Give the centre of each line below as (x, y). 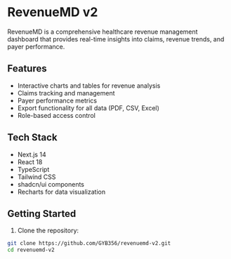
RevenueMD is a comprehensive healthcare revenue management (103, 32)
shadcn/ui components (51, 184)
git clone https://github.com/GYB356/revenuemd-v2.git (89, 244)
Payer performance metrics (57, 100)
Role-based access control (57, 115)
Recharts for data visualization (61, 192)
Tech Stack (32, 138)
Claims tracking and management (66, 93)
